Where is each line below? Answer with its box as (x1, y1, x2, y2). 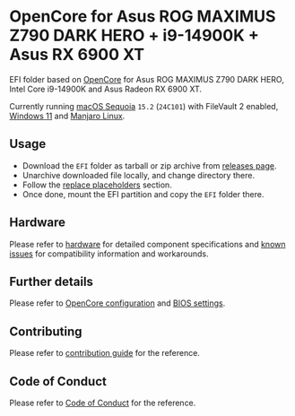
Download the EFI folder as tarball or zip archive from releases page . (22, 160, 277, 171)
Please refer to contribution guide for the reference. (9, 348, 200, 359)
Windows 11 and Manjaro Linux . (9, 110, 126, 121)
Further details (9, 273, 94, 289)
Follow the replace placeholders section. (22, 179, 172, 190)
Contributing (9, 324, 82, 339)
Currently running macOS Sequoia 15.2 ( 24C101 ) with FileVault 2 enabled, (9, 100, 279, 111)
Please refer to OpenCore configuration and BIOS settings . (9, 298, 226, 308)
